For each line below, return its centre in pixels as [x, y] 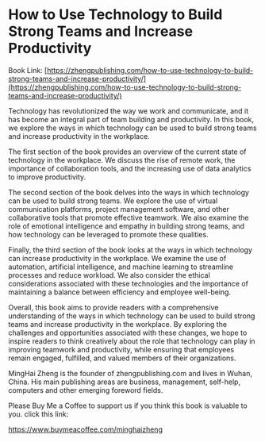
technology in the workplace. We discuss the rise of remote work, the [122, 160]
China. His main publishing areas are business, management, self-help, [124, 382]
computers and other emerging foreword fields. [86, 390]
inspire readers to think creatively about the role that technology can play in [132, 341]
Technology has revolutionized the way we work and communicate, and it [129, 111]
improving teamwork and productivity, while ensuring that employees [121, 349]
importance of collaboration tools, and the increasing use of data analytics [130, 168]
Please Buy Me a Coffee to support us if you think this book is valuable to [128, 405]
